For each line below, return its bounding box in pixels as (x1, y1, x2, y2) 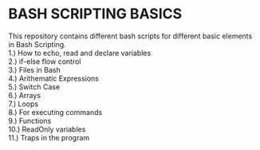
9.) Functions (8, 116, 52, 125)
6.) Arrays (8, 90, 41, 100)
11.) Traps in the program (8, 132, 90, 142)
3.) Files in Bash (8, 65, 61, 74)
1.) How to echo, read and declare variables (8, 48, 152, 57)
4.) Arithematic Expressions (8, 73, 100, 83)
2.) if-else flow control (8, 57, 81, 66)
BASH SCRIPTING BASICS (8, 5, 183, 23)
